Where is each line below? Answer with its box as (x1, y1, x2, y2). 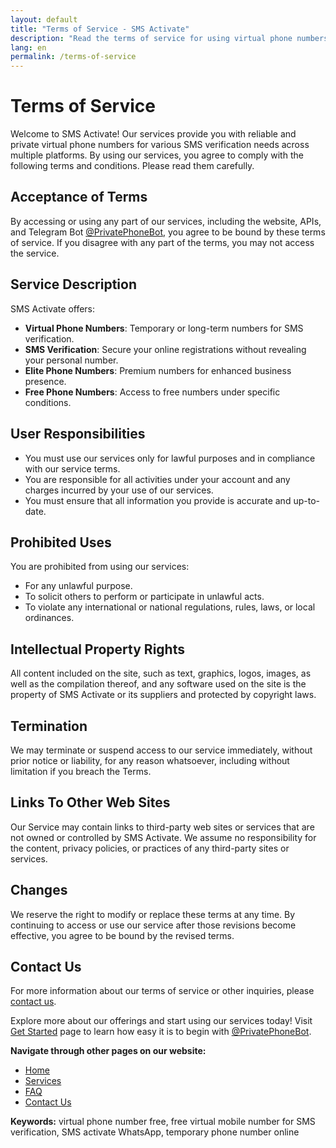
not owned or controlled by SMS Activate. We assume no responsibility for (10, 831, 317, 843)
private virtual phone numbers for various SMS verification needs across (10, 139, 310, 151)
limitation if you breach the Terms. (10, 765, 152, 777)
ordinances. (24, 612, 75, 624)
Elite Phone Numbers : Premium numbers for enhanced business (24, 364, 292, 376)
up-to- (293, 494, 320, 506)
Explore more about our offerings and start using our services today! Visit (10, 1015, 313, 1027)
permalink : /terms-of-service (10, 52, 137, 62)
